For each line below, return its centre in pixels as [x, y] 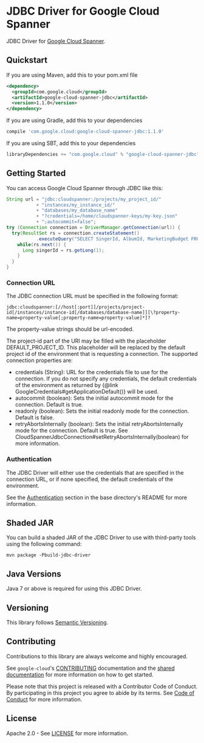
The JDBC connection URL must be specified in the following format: [93, 296]
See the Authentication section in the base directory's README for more [97, 497]
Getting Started [36, 173]
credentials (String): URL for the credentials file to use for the [91, 372]
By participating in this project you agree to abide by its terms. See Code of [100, 692]
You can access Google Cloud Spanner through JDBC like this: [85, 188]
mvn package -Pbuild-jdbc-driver [49, 555]
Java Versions [34, 574]
